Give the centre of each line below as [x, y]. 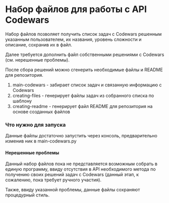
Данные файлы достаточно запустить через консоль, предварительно [81, 136]
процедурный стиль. [27, 195]
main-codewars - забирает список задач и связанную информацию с [87, 85]
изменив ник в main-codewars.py [41, 141]
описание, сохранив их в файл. [39, 44]
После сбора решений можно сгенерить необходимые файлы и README [84, 70]
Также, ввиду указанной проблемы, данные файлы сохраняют [73, 190]
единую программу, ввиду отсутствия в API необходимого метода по [80, 169]
